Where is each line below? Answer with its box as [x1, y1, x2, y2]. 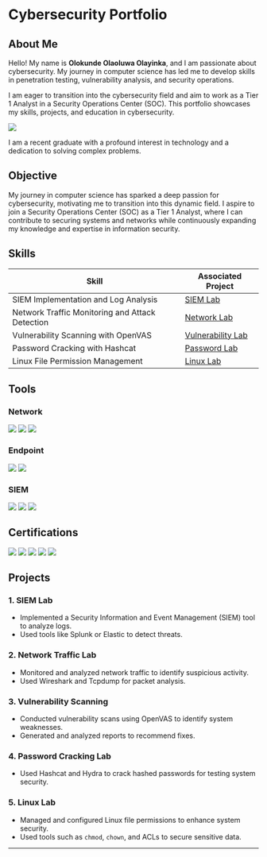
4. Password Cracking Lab [8, 751, 111, 762]
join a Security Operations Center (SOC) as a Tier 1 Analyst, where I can [8, 207, 243, 216]
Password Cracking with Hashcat [12, 342, 137, 353]
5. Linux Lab [8, 797, 56, 808]
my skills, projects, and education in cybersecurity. [8, 107, 175, 117]
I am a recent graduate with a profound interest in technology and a [8, 137, 229, 147]
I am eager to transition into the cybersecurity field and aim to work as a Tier [8, 91, 259, 100]
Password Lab [184, 342, 238, 353]
